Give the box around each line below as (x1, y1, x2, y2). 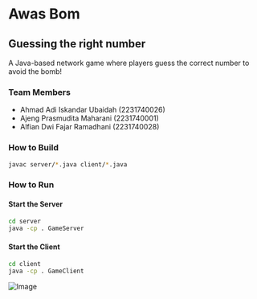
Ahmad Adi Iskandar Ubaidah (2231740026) (19, 105, 166, 115)
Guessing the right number (8, 37, 146, 51)
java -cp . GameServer (8, 224, 84, 233)
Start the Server (8, 199, 63, 209)
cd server (8, 217, 42, 225)
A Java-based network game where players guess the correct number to (8, 58, 250, 68)
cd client (8, 260, 42, 268)
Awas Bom (8, 5, 80, 23)
